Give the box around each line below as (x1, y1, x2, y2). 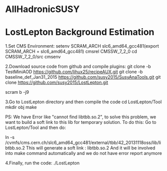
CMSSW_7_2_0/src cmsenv (5, 54, 61, 60)
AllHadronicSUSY (5, 4, 80, 15)
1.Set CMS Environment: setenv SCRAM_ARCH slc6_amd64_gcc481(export (5, 43, 159, 49)
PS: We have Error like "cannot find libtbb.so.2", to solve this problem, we (5, 114, 156, 120)
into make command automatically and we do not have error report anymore (5, 150, 162, 156)
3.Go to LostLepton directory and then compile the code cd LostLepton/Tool (5, 99, 162, 105)
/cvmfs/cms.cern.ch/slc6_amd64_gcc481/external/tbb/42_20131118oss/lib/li (5, 139, 161, 146)
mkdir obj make (5, 104, 37, 110)
